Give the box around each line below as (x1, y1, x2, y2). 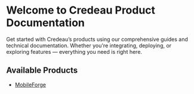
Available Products (6, 66, 78, 76)
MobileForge (14, 81, 47, 88)
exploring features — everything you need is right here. (6, 48, 142, 55)
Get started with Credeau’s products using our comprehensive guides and (6, 35, 188, 43)
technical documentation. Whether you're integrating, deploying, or (6, 42, 172, 49)
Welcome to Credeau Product (6, 4, 156, 17)
